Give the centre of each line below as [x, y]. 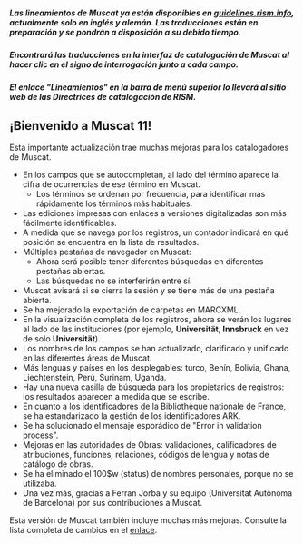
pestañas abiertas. [71, 272]
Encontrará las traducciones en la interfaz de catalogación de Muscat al [150, 54]
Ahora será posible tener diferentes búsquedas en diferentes [150, 262]
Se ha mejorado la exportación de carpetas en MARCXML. [132, 310]
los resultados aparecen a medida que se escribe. [116, 397]
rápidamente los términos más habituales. [114, 203]
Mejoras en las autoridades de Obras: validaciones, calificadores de [149, 445]
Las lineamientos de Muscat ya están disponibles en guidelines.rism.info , [152, 13]
